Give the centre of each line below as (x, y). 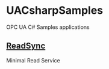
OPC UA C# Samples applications (48, 27)
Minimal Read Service (33, 60)
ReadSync (26, 46)
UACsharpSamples (55, 10)
